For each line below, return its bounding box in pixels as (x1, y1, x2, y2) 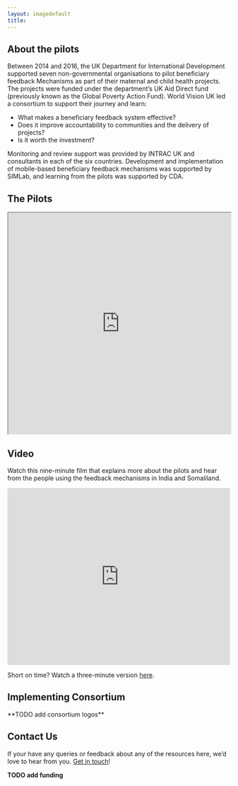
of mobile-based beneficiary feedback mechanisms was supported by (7, 164, 212, 173)
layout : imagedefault (7, 10, 71, 18)
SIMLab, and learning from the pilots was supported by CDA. (7, 172, 184, 181)
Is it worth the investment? (17, 136, 95, 144)
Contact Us (7, 731, 58, 743)
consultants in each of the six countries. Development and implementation (7, 157, 224, 166)
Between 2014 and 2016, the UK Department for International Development (7, 62, 225, 71)
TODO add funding (7, 770, 64, 779)
